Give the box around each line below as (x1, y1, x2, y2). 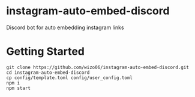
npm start (6, 85, 31, 91)
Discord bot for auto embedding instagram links (6, 24, 124, 31)
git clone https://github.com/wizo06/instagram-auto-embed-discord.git (6, 64, 189, 70)
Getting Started (6, 45, 85, 58)
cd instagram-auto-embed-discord (6, 70, 90, 76)
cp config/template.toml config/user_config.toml (6, 74, 133, 81)
